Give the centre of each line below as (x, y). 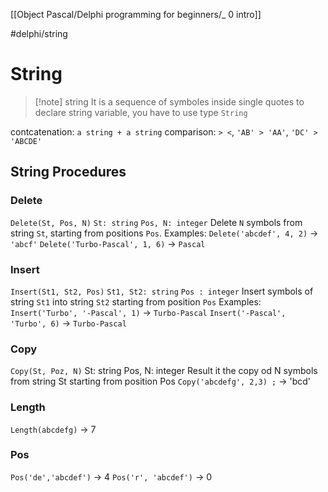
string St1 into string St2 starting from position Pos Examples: (136, 301)
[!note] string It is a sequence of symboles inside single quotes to (169, 101)
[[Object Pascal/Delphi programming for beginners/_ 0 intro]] (136, 14)
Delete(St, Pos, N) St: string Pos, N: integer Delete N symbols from (156, 222)
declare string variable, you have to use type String (141, 112)
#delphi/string (39, 33)
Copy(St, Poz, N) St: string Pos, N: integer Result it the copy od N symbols (164, 371)
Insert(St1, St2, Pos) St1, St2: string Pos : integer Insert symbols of (162, 291)
